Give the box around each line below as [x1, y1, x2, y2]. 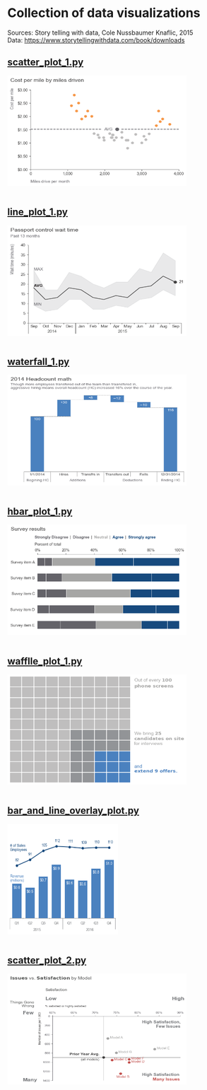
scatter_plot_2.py [7, 954, 87, 966]
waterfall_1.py [7, 356, 70, 368]
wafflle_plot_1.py [7, 655, 83, 667]
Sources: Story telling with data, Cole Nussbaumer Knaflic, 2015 [7, 28, 194, 37]
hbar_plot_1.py [7, 505, 73, 517]
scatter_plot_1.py [7, 57, 84, 69]
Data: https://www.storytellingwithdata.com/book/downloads [7, 35, 185, 44]
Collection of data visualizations [7, 5, 201, 21]
